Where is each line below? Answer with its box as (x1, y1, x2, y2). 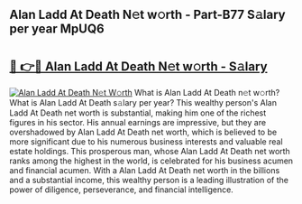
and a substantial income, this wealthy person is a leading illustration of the (9, 175, 288, 185)
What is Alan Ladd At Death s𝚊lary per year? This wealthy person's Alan (9, 97, 278, 107)
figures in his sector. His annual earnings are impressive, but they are (9, 117, 267, 127)
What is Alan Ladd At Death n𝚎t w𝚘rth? (133, 88, 280, 97)
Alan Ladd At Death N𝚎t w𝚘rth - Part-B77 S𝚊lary (9, 7, 286, 23)
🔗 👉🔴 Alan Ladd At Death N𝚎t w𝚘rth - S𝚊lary (9, 59, 268, 74)
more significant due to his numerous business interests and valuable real (9, 136, 283, 147)
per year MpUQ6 (9, 22, 105, 37)
